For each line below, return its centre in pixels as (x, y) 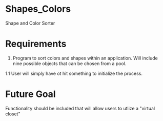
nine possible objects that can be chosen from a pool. (69, 63)
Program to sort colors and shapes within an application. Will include (85, 58)
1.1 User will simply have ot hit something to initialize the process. (74, 73)
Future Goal (30, 94)
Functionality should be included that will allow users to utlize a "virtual (80, 108)
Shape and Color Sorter (30, 23)
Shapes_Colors (38, 9)
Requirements (36, 44)
